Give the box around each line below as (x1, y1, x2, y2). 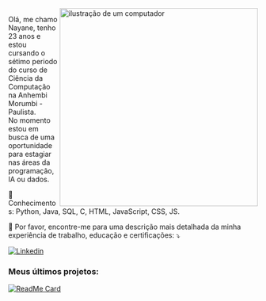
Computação (8, 82, 51, 91)
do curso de (8, 65, 47, 74)
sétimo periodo (8, 57, 58, 66)
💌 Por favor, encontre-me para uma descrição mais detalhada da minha (8, 222, 241, 231)
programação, (8, 166, 55, 175)
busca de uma (8, 132, 55, 142)
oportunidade (8, 141, 53, 150)
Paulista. (8, 107, 36, 116)
